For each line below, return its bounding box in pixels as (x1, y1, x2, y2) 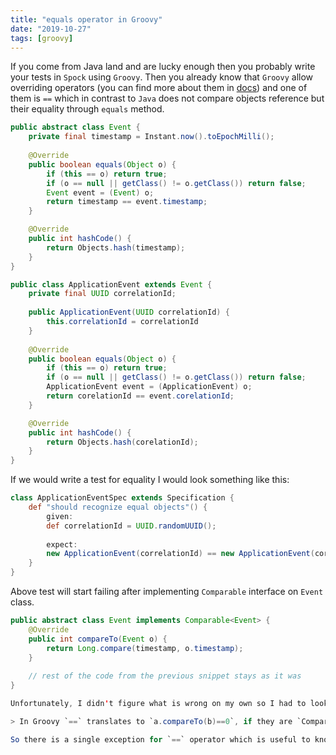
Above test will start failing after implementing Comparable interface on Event (10, 586, 324, 597)
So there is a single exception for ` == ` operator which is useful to (10, 734, 311, 745)
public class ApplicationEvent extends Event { (10, 279, 213, 290)
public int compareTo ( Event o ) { (28, 634, 168, 644)
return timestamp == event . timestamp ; (46, 197, 208, 207)
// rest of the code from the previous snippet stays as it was (28, 671, 302, 681)
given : (46, 511, 74, 521)
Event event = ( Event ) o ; (46, 187, 155, 198)
